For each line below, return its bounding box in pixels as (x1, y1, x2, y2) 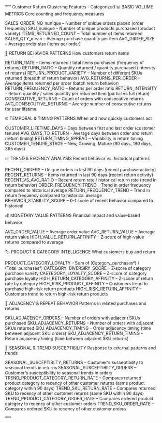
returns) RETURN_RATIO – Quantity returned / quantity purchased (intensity (5, 65, 156, 70)
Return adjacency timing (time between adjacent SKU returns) (5, 336, 129, 341)
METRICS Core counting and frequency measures (5, 11, 105, 16)
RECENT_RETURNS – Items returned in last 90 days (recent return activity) (5, 172, 154, 178)
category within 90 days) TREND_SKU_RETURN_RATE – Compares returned (5, 385, 156, 391)
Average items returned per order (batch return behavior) (5, 81, 119, 86)
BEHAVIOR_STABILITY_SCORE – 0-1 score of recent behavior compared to (5, 198, 153, 203)
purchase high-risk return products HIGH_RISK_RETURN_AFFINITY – (5, 286, 142, 292)
